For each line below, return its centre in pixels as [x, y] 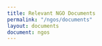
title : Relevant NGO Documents [51, 13]
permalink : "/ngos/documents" [50, 20]
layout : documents [33, 26]
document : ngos [29, 32]
